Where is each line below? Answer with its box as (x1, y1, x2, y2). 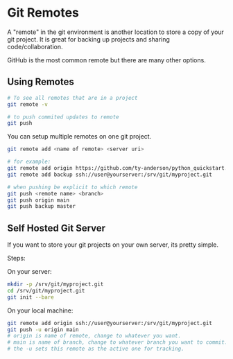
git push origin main (7, 196, 70, 204)
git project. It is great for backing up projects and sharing (7, 35, 170, 43)
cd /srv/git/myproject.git (7, 287, 85, 294)
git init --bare (7, 293, 54, 301)
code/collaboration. (7, 42, 63, 51)
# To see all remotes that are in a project (7, 94, 138, 101)
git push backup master (7, 203, 76, 210)
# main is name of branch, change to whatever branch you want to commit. (7, 339, 228, 346)
